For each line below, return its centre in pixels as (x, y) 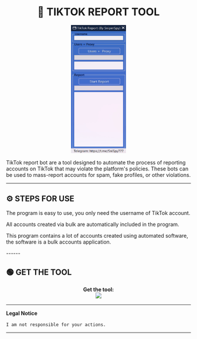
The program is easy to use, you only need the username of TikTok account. (98, 213)
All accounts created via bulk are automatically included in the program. (93, 224)
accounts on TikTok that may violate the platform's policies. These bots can (97, 169)
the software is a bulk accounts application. (59, 242)
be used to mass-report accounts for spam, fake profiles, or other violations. (98, 174)
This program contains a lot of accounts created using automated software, (97, 235)
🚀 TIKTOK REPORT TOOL (98, 12)
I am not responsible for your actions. (56, 324)
